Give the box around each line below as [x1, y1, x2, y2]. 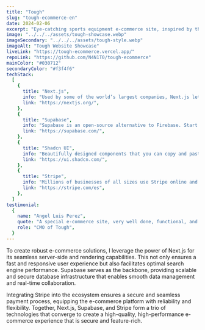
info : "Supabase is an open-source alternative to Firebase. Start [22, 123, 198, 129]
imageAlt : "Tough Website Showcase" [6, 43, 99, 49]
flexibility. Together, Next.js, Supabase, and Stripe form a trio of [6, 304, 166, 311]
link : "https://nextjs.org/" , [22, 99, 99, 106]
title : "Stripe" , [22, 173, 67, 180]
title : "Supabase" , [22, 117, 72, 123]
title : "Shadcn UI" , [22, 145, 75, 151]
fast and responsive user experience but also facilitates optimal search [6, 260, 184, 267]
